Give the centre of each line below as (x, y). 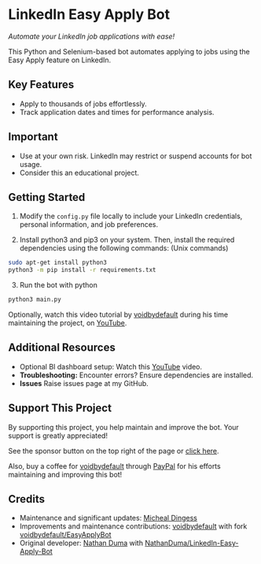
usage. (31, 164)
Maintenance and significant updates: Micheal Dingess (108, 518)
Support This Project (60, 408)
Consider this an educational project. (79, 173)
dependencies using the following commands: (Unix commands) (124, 248)
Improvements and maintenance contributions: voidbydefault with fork (133, 526)
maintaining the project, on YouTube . (68, 323)
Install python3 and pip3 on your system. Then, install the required (127, 240)
